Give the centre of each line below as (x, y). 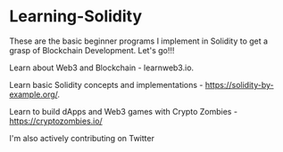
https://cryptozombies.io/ (56, 121)
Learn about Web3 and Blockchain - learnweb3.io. (102, 68)
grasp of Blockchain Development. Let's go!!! (92, 50)
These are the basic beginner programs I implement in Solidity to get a (139, 41)
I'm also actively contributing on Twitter (82, 138)
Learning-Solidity (76, 16)
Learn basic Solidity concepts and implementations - (106, 84)
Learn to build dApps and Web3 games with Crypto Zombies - (124, 111)
